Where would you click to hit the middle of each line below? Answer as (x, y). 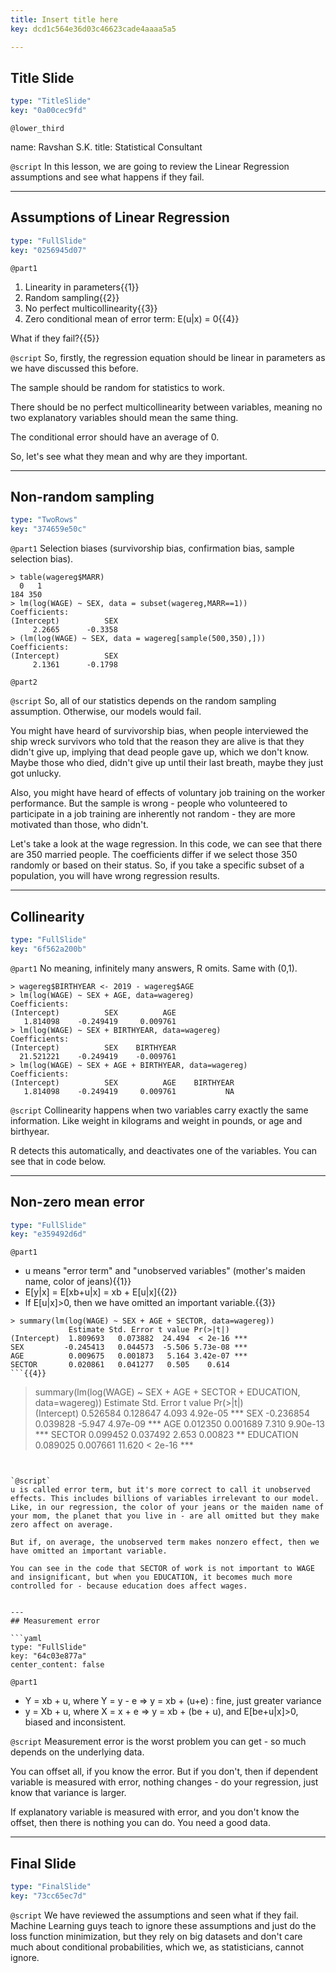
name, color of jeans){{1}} (78, 1282)
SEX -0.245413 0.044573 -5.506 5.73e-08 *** (129, 1347)
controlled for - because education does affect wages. (129, 1586)
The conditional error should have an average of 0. (115, 437)
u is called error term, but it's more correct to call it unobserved (160, 1490)
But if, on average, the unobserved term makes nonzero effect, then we (165, 1542)
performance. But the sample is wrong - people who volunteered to (149, 803)
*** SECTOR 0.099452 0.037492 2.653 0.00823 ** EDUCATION (166, 1435)
